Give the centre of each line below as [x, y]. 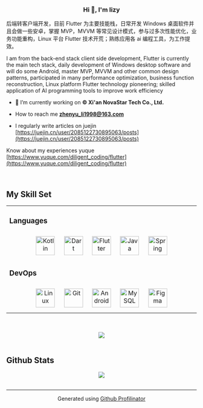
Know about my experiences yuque [50, 150]
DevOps [23, 273]
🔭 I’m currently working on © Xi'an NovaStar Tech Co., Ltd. [89, 102]
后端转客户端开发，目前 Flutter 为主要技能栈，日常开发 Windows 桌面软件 [98, 24]
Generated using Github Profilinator [101, 398]
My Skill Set [29, 194]
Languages [28, 221]
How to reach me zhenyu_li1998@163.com [69, 114]
